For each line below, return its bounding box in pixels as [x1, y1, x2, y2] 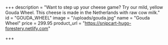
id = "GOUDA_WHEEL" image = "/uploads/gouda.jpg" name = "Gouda [5, 15, 150, 20]
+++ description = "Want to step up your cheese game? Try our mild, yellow [5, 4, 163, 10]
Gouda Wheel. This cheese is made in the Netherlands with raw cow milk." [5, 9, 160, 15]
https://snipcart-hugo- [84, 20, 132, 26]
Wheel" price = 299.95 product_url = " [5, 20, 85, 26]
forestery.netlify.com [5, 25, 49, 31]
